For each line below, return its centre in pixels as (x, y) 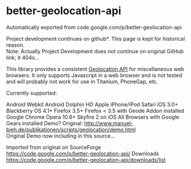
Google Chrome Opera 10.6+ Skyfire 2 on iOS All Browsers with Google (93, 117)
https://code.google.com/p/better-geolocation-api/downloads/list (86, 160)
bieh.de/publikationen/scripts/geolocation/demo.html (71, 129)
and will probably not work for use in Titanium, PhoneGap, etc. (82, 82)
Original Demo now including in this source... (61, 136)
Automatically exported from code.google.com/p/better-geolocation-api (94, 27)
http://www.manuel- (109, 123)
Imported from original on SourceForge (54, 147)
